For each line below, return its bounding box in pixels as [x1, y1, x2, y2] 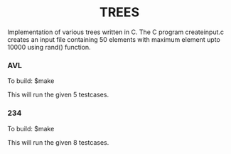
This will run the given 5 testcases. [7, 90, 109, 99]
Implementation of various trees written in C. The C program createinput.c [7, 28, 225, 36]
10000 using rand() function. [7, 43, 91, 51]
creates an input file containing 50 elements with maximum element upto [7, 35, 220, 43]
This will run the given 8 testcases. [7, 138, 109, 146]
